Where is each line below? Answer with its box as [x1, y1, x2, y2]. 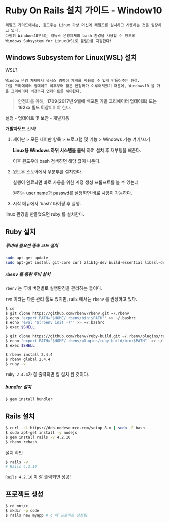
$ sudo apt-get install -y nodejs [5, 430, 78, 435]
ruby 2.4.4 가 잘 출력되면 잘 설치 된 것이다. [5, 371, 90, 378]
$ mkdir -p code [5, 508, 39, 513]
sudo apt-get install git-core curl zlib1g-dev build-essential [5, 260, 143, 265]
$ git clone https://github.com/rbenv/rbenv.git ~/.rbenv [5, 311, 129, 316]
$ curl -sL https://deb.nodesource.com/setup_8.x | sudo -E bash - [5, 426, 150, 431]
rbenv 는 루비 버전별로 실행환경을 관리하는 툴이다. [5, 285, 103, 291]
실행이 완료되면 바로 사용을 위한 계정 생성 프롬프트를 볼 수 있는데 [12, 179, 139, 185]
